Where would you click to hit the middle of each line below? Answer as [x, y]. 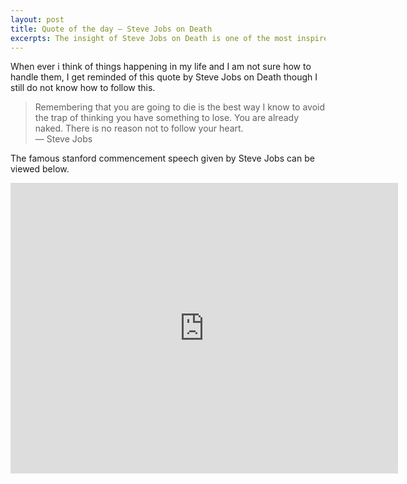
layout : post [37, 19]
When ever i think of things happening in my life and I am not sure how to [161, 67]
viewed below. [40, 169]
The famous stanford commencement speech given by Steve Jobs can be [162, 158]
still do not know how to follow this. [83, 88]
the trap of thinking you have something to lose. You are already [167, 118]
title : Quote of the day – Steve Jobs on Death [111, 29]
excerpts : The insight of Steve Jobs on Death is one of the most [151, 38]
